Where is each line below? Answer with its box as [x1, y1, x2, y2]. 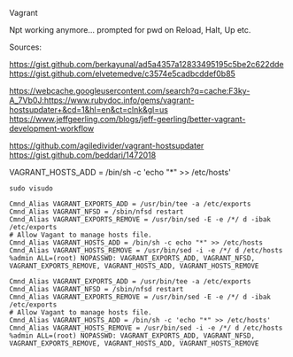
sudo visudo [9, 184, 53, 193]
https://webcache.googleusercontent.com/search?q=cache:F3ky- [9, 86, 251, 96]
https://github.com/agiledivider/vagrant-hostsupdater [9, 141, 204, 151]
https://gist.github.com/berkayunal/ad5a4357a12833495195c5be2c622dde [9, 59, 284, 69]
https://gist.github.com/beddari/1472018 [9, 150, 157, 160]
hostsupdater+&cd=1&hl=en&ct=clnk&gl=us [9, 105, 168, 114]
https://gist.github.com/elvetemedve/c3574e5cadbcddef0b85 [9, 68, 236, 79]
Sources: [9, 42, 42, 52]
